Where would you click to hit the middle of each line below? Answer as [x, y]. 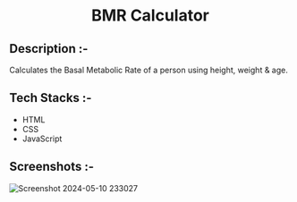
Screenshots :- [52, 167]
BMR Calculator [150, 16]
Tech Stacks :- [51, 98]
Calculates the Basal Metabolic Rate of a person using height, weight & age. [148, 70]
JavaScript [42, 139]
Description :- [49, 49]
